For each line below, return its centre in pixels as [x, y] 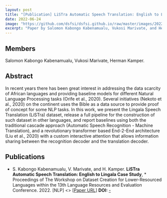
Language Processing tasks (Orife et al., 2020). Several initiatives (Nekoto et [83, 99]
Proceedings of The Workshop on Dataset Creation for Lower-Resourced [87, 180]
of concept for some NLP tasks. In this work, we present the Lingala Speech [83, 109]
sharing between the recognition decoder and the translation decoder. [77, 141]
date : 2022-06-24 [23, 19]
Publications [25, 157]
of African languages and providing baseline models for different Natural [80, 93]
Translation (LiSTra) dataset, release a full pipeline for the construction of [80, 115]
